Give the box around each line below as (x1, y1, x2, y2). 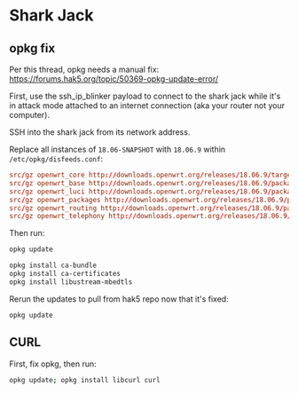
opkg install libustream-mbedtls (9, 277, 133, 287)
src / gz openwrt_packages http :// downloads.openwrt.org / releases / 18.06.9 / (9, 195, 288, 204)
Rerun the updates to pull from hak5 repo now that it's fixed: (9, 294, 229, 304)
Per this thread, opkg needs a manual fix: (9, 64, 160, 75)
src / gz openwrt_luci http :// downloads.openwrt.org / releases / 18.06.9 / (9, 187, 272, 196)
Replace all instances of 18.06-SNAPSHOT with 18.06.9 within (9, 144, 226, 154)
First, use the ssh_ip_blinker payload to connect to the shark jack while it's (9, 90, 281, 101)
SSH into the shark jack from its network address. (9, 127, 191, 138)
